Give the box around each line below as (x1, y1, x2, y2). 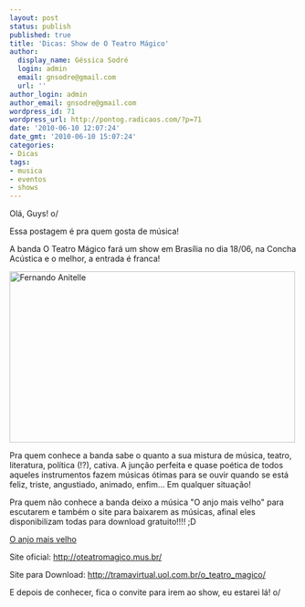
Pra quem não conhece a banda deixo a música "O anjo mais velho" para (9, 497, 285, 508)
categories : (9, 141, 55, 150)
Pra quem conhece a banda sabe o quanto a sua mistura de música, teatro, (9, 450, 292, 461)
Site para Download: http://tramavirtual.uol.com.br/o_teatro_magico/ (9, 570, 267, 581)
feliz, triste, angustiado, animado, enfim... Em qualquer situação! (9, 479, 251, 490)
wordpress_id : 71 (9, 107, 76, 116)
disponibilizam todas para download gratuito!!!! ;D (9, 517, 196, 528)
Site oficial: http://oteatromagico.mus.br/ (9, 551, 163, 562)
